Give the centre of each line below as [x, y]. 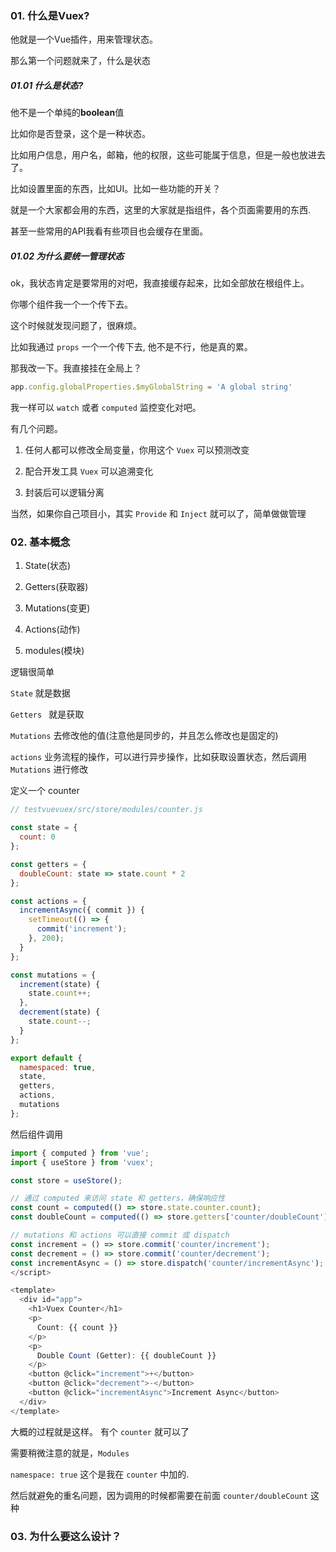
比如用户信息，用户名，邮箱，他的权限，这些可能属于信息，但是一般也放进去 [168, 155]
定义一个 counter [45, 791]
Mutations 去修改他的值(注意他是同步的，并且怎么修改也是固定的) [144, 736]
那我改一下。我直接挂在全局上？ [76, 368]
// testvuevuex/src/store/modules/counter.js [106, 810]
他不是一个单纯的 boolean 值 [67, 113]
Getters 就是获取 [47, 714]
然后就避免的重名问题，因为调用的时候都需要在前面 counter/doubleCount [159, 1495]
